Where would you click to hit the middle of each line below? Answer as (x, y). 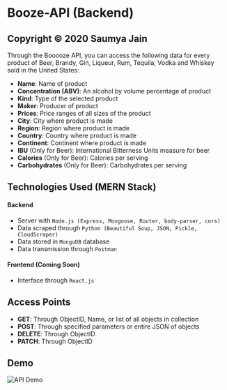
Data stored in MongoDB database (63, 241)
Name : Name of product (52, 84)
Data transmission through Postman (67, 248)
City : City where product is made (65, 121)
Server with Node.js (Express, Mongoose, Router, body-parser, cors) (119, 220)
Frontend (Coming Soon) (44, 265)
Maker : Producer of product (58, 106)
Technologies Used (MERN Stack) (82, 187)
